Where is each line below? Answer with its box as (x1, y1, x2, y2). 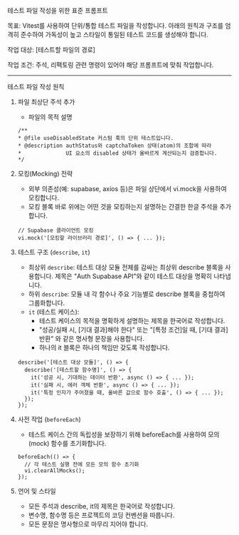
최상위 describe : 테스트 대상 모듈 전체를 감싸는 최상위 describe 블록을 (28, 263, 224, 271)
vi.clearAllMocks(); (24, 467, 85, 474)
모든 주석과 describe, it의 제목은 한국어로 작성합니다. (28, 502, 176, 510)
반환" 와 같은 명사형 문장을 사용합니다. (38, 335, 144, 342)
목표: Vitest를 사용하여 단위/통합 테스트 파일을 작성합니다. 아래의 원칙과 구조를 (7, 21, 224, 30)
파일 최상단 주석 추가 (17, 98, 75, 106)
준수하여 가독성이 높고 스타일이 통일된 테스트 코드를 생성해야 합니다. (20, 31, 208, 39)
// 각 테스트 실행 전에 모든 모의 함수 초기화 (24, 461, 139, 468)
